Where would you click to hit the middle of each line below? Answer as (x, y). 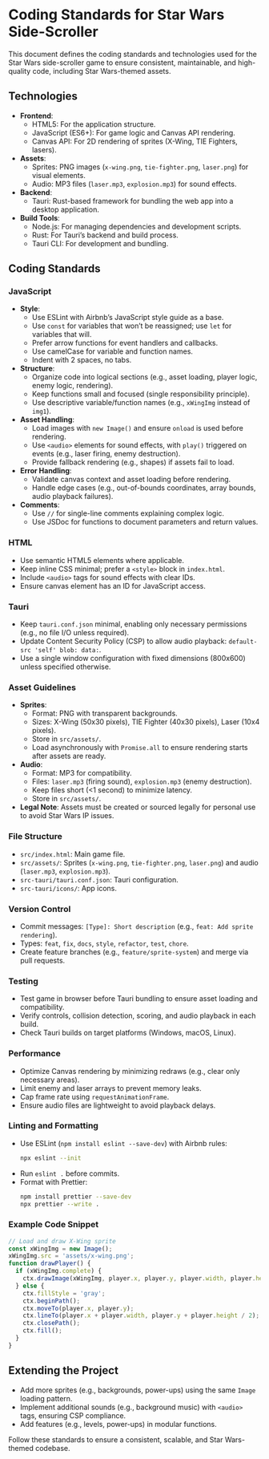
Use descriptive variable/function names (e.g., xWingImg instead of (141, 403)
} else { (30, 1286)
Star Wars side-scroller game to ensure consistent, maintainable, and (122, 63)
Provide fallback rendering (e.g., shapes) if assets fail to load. (133, 462)
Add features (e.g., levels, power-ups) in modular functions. (118, 1424)
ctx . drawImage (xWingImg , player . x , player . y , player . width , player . (139, 1279)
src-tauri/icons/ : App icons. (68, 888)
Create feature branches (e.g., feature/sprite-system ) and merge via (134, 951)
